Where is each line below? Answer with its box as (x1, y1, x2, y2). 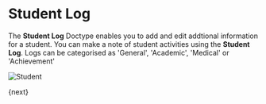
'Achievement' (8, 56, 56, 66)
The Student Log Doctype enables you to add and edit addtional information (8, 31, 259, 40)
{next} (8, 87, 29, 96)
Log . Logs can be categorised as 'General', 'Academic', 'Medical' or (8, 48, 229, 57)
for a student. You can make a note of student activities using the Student (8, 39, 250, 48)
